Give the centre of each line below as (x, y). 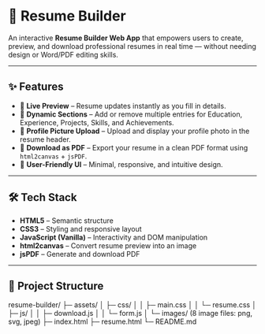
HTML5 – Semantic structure (67, 221)
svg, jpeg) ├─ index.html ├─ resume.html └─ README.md (103, 321)
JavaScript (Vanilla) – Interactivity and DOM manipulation (114, 237)
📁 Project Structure (56, 286)
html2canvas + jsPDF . (53, 156)
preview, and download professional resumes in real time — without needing (132, 46)
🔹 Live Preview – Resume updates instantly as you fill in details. (123, 106)
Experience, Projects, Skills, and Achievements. (97, 122)
